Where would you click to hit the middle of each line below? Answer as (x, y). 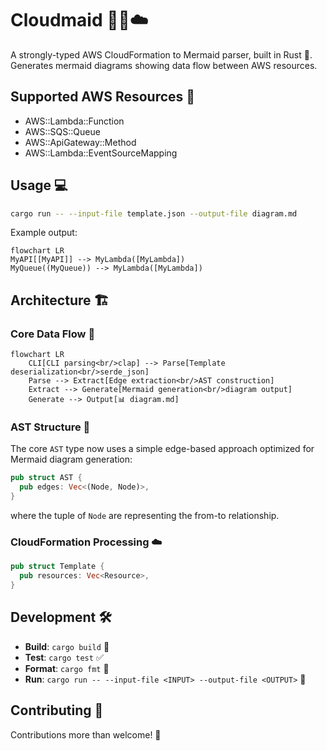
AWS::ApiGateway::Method (80, 142)
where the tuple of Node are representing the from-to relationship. (145, 516)
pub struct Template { (57, 567)
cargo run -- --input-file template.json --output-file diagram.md (154, 213)
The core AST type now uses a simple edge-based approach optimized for (162, 449)
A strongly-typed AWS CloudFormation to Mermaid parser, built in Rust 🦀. (161, 54)
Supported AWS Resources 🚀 (103, 97)
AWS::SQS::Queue (62, 131)
